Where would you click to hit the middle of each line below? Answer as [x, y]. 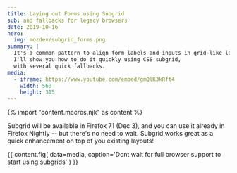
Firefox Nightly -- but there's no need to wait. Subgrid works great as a [110, 134]
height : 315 [37, 92]
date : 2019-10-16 [33, 27]
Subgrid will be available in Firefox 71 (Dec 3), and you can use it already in [116, 126]
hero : [15, 33]
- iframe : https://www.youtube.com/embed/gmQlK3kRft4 [94, 79]
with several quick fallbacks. [60, 66]
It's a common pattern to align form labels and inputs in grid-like [118, 53]
